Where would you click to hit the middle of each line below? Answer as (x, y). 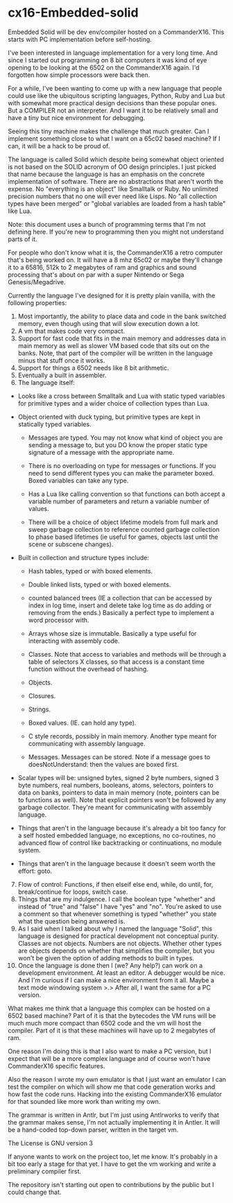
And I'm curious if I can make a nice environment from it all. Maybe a (116, 980)
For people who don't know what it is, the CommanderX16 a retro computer (115, 252)
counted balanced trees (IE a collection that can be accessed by (120, 598)
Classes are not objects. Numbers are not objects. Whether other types (120, 943)
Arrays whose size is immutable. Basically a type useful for (112, 633)
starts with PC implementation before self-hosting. (80, 39)
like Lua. (20, 211)
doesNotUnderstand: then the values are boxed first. (103, 764)
